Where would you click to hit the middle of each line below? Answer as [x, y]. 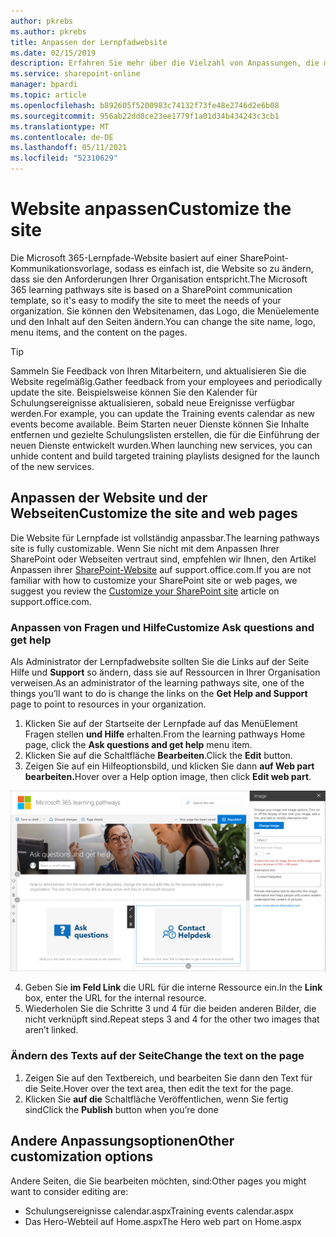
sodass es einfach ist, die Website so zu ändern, [214, 268]
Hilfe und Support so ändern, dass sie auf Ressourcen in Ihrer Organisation [165, 672]
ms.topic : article [48, 95]
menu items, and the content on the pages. [99, 332]
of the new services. [52, 466]
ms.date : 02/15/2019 [53, 53]
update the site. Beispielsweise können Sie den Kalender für [134, 392]
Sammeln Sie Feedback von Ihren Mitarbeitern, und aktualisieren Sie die [158, 371]
